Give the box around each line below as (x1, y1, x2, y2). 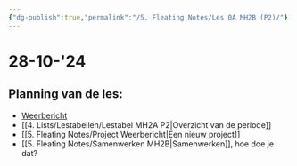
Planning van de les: (8, 86, 123, 102)
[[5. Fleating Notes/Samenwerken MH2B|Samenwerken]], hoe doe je (21, 138, 274, 149)
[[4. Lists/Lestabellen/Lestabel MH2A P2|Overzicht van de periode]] (21, 119, 272, 130)
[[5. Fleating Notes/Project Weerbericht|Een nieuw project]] (21, 129, 241, 139)
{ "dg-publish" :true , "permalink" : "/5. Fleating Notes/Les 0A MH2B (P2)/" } (8, 12, 289, 22)
